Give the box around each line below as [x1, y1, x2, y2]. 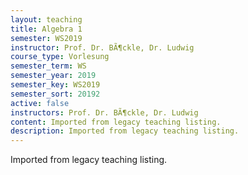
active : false [10, 98, 70, 108]
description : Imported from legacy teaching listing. [10, 126, 240, 136]
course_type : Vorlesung [10, 52, 110, 62]
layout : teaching [10, 14, 83, 25]
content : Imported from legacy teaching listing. [10, 117, 222, 127]
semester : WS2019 [10, 33, 83, 43]
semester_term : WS [10, 61, 87, 71]
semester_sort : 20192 [10, 89, 101, 99]
